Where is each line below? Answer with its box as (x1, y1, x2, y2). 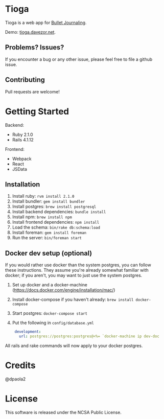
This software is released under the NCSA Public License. (5, 409, 121, 415)
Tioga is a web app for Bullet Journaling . (5, 20, 87, 25)
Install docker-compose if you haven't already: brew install (12, 297, 134, 303)
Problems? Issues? (5, 43, 65, 52)
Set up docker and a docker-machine (12, 282, 88, 288)
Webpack (12, 156, 32, 162)
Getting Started (5, 106, 70, 117)
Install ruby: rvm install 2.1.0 (12, 193, 74, 199)
